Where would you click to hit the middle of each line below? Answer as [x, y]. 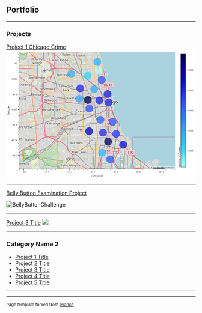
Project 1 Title [32, 257]
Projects [19, 34]
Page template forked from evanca [40, 305]
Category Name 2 [32, 244]
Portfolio [23, 10]
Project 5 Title [32, 282]
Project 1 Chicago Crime [36, 47]
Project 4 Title [32, 276]
